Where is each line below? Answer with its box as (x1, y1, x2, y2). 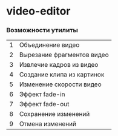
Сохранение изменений (19, 110, 90, 118)
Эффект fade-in (19, 90, 65, 98)
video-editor (6, 4, 71, 18)
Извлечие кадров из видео (19, 61, 99, 69)
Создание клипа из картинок (19, 70, 105, 79)
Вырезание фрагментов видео (19, 50, 109, 59)
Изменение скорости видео (19, 80, 102, 89)
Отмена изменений (19, 120, 77, 128)
